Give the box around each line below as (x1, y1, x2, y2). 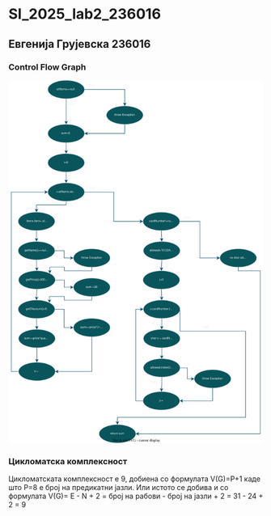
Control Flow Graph (8, 61, 87, 73)
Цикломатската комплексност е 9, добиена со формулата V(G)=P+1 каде (8, 474, 261, 484)
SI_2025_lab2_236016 (8, 5, 162, 23)
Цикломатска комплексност (8, 455, 128, 467)
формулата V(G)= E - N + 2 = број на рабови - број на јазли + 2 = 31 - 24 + (8, 491, 264, 501)
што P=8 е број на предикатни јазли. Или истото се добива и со (8, 482, 229, 492)
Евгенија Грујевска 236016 (8, 37, 151, 51)
